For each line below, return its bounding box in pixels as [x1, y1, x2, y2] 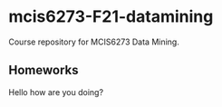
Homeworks [8, 63, 79, 78]
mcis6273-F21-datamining [8, 6, 214, 27]
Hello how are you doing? [8, 86, 104, 97]
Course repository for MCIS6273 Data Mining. [8, 36, 180, 47]
